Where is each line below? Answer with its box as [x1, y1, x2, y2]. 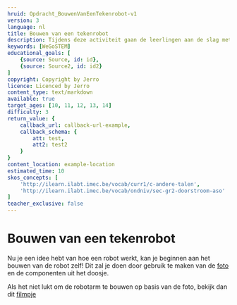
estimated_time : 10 [7, 167, 65, 175]
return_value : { [7, 115, 55, 122]
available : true [7, 96, 55, 103]
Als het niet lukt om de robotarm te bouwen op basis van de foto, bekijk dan [7, 282, 228, 291]
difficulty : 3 [7, 108, 49, 116]
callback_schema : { [20, 128, 78, 135]
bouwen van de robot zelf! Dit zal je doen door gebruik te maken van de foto [7, 261, 229, 270]
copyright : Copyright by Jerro [7, 75, 99, 83]
